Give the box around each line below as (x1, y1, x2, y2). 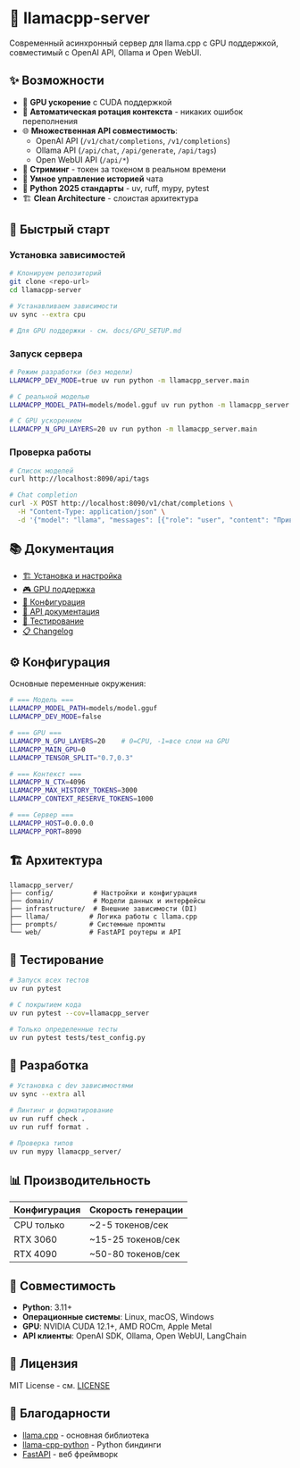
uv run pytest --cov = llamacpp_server (9, 1009, 150, 1018)
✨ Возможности (9, 73, 104, 88)
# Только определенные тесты (9, 1025, 118, 1034)
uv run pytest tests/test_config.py (9, 1033, 146, 1042)
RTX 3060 (13, 1233, 58, 1246)
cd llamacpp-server (9, 286, 82, 295)
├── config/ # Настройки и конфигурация (9, 889, 198, 898)
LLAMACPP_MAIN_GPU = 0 (9, 745, 87, 754)
